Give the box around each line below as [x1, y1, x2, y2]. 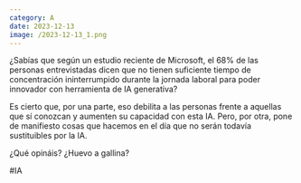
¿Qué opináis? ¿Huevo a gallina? [9, 148, 129, 159]
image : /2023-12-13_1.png [9, 30, 107, 39]
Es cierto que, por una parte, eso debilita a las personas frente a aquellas [9, 101, 282, 112]
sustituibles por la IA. [9, 130, 88, 141]
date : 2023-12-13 [9, 22, 75, 31]
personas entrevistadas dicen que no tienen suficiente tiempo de [9, 64, 251, 75]
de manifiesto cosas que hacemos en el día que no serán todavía [9, 120, 251, 131]
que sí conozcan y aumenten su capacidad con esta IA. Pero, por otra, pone [9, 111, 293, 122]
